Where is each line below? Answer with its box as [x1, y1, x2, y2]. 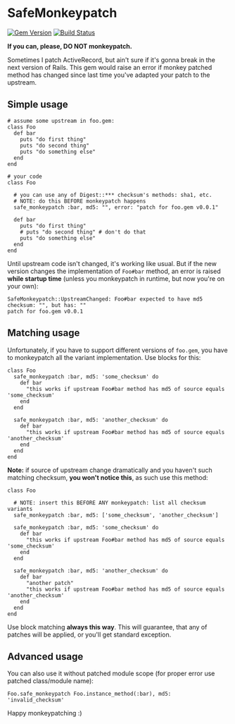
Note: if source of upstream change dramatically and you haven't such [7, 466, 212, 474]
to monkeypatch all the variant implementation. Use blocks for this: [7, 353, 201, 361]
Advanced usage [7, 651, 84, 663]
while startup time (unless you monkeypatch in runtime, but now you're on [7, 274, 225, 283]
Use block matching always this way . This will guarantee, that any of [7, 622, 208, 631]
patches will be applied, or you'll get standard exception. [7, 630, 172, 639]
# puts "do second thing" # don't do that [20, 228, 146, 236]
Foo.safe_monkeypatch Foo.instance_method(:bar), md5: [7, 690, 172, 698]
